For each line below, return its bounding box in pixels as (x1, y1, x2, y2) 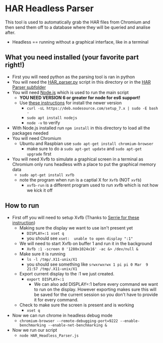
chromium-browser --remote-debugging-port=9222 (19, 319, 118, 323)
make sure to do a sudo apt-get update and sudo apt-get (26, 145, 142, 152)
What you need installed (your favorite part (5, 53, 139, 62)
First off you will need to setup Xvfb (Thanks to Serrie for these (12, 214, 140, 220)
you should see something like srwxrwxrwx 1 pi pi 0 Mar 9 (26, 261, 148, 267)
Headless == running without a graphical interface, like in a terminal (12, 39, 149, 45)
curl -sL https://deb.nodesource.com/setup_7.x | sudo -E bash (26, 106, 158, 111)
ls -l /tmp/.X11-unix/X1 (26, 257, 78, 262)
